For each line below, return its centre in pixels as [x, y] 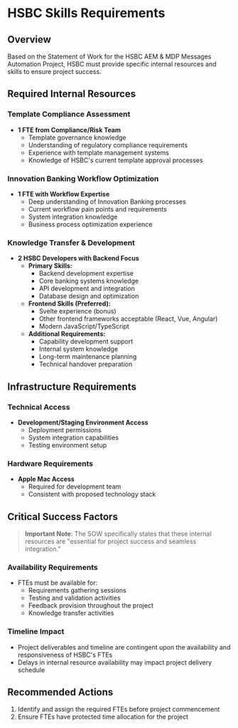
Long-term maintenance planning [88, 357]
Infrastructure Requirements [72, 386]
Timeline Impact [36, 632]
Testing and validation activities [74, 598]
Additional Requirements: [67, 334]
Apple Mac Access [46, 479]
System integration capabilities [74, 437]
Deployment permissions [65, 430]
